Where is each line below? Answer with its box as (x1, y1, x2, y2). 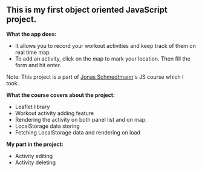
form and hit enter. (15, 61, 62, 68)
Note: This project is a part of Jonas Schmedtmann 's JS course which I (6, 73, 184, 81)
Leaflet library (15, 103, 50, 110)
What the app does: (6, 30, 57, 38)
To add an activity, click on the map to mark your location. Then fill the (15, 55, 191, 62)
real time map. (15, 48, 51, 56)
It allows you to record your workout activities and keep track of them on (15, 42, 197, 49)
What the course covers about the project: (6, 91, 116, 99)
